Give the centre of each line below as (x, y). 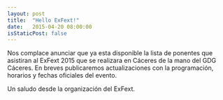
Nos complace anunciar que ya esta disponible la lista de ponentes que (110, 53)
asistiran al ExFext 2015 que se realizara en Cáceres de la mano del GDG (112, 61)
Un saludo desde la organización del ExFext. (71, 89)
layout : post (26, 14)
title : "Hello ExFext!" (43, 20)
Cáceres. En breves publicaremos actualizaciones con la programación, (110, 68)
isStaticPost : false (37, 33)
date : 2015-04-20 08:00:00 (50, 27)
